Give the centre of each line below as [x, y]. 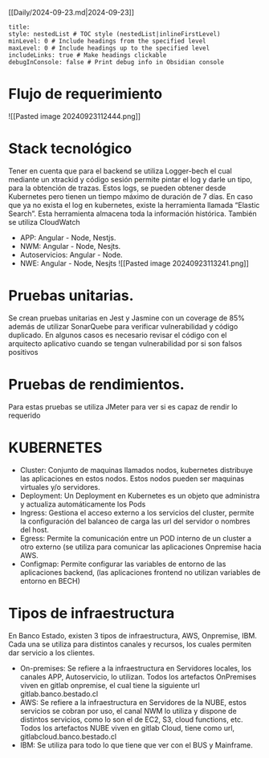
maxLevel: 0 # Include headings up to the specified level [109, 48]
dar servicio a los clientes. [51, 652]
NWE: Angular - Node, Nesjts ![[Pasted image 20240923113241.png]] [134, 263]
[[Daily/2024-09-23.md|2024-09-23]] [71, 12]
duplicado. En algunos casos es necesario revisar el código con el [118, 335]
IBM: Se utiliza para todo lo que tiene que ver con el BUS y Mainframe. [136, 745]
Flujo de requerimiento [86, 94]
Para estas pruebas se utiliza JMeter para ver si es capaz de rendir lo [123, 406]
